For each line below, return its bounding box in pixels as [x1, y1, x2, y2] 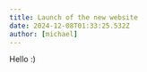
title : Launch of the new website [9, 12, 139, 22]
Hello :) [9, 54, 36, 65]
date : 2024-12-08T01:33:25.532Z [9, 21, 130, 30]
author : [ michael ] [9, 29, 78, 38]
